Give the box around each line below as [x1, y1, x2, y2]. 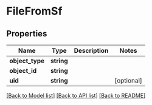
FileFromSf [6, 4, 63, 18]
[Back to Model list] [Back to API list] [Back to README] [6, 92, 146, 99]
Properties [6, 29, 47, 39]
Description [74, 47, 109, 55]
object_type [9, 56, 45, 65]
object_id [9, 67, 37, 75]
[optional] [114, 76, 143, 84]
